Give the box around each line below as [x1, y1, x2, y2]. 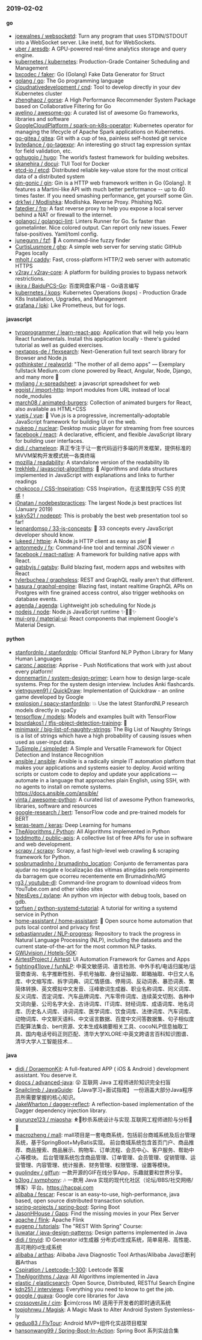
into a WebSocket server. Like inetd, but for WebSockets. [14, 39, 156, 46]
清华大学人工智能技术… [14, 1038, 73, 1045]
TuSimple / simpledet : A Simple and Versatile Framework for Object [14, 745, 182, 752]
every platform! [14, 668, 53, 675]
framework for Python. [14, 853, 71, 860]
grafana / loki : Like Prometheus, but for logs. [14, 302, 126, 309]
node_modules [14, 392, 52, 400]
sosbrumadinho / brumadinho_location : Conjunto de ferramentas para [14, 859, 188, 866]
